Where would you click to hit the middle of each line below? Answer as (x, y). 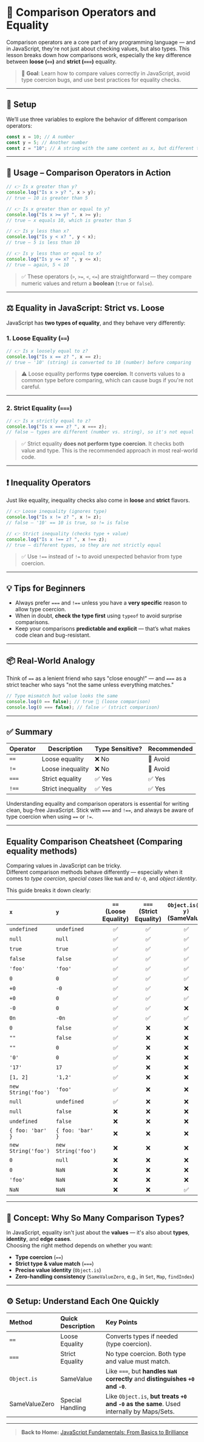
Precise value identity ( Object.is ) (58, 1270)
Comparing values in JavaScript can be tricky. (64, 866)
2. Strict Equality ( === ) (39, 408)
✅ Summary (29, 732)
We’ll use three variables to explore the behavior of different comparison (97, 119)
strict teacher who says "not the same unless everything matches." (90, 685)
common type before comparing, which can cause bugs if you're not (107, 380)
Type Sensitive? (119, 749)
